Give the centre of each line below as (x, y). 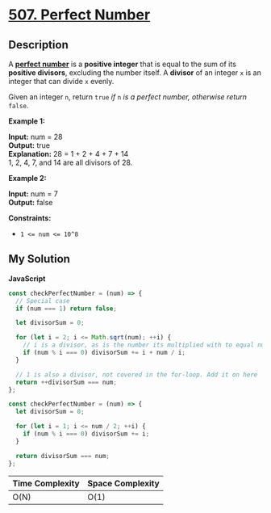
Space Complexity (123, 483)
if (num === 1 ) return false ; (66, 309)
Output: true (29, 145)
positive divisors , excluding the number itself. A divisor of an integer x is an (135, 73)
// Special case (43, 301)
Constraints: (30, 218)
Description (38, 45)
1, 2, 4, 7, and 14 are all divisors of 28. (71, 162)
